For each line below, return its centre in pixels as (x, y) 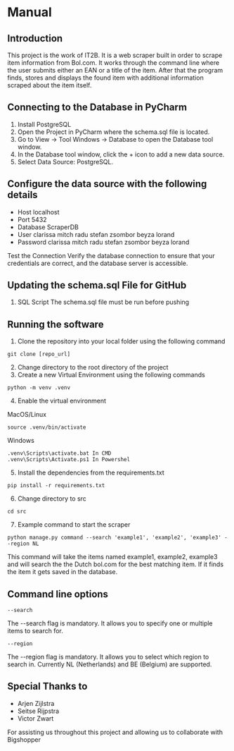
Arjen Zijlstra (36, 703)
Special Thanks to (47, 686)
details (22, 195)
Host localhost (38, 212)
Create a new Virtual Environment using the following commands (111, 375)
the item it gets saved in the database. (63, 572)
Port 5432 (32, 219)
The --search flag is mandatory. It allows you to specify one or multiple (110, 623)
